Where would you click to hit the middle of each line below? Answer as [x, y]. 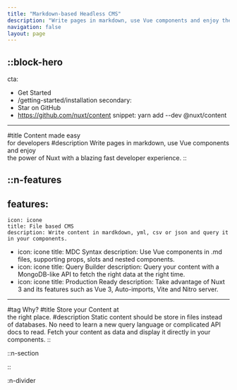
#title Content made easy [44, 135]
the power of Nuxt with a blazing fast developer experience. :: [97, 158]
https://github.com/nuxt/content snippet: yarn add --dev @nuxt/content [122, 115]
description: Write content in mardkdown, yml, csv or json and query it [118, 233]
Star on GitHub [39, 108]
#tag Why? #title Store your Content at [63, 310]
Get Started [34, 93]
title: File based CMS [41, 226]
